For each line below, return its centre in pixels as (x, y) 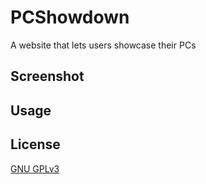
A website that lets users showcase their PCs (103, 45)
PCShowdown (70, 17)
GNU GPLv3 (35, 168)
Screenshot (47, 76)
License (35, 144)
